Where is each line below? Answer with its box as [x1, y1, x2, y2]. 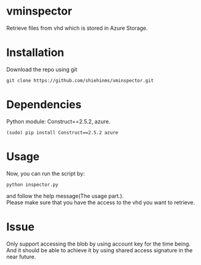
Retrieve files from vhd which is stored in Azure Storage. [6, 24, 148, 32]
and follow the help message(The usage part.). [6, 192, 124, 199]
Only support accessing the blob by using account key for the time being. [6, 240, 191, 247]
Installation [6, 46, 65, 60]
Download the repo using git [6, 66, 77, 73]
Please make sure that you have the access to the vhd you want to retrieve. [6, 199, 195, 206]
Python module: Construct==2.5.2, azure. [6, 117, 111, 125]
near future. [6, 253, 37, 260]
